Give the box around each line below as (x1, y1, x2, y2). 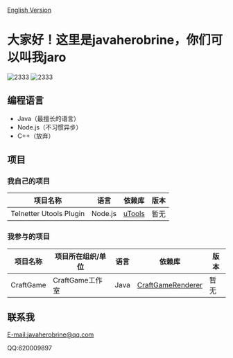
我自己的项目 (7, 177, 51, 186)
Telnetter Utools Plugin (10, 209, 85, 219)
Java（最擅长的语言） (17, 114, 80, 123)
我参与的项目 (7, 232, 51, 242)
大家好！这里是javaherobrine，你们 (7, 33, 212, 48)
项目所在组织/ (54, 251, 99, 261)
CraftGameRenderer (137, 280, 203, 289)
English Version (7, 6, 52, 14)
